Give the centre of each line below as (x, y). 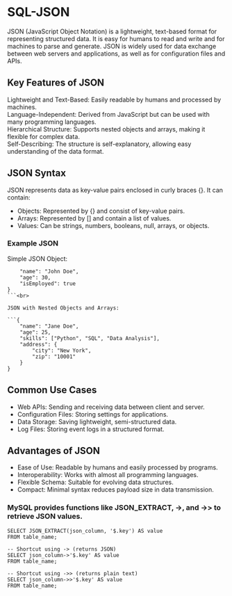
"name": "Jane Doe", (49, 326)
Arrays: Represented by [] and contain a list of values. (94, 218)
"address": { (39, 344)
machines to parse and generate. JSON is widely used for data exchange (112, 46)
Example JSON (33, 243)
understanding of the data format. (56, 151)
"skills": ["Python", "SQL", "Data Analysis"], (90, 338)
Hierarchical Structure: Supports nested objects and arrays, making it (106, 129)
